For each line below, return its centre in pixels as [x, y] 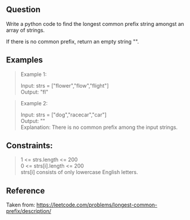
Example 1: [34, 74]
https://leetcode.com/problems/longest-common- [97, 205]
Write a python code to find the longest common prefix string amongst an [95, 24]
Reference [26, 191]
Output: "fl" [34, 92]
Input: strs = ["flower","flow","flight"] [64, 85]
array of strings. [26, 30]
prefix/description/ [29, 211]
